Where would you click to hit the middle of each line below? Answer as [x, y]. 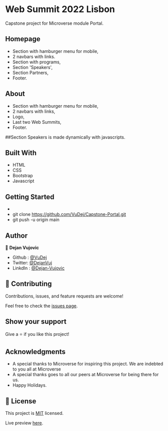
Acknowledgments [36, 352]
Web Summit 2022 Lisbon [60, 9]
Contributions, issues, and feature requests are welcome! [64, 296]
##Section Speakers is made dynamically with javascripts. [65, 137]
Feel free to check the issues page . [41, 306]
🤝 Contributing [29, 284]
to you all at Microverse [37, 369]
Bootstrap [23, 176]
